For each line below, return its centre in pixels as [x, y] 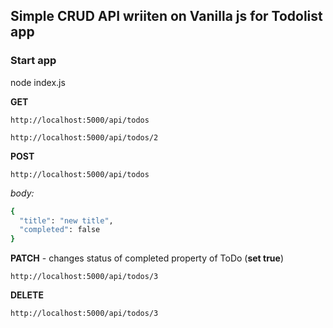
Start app [33, 61]
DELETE [27, 295]
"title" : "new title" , [66, 220]
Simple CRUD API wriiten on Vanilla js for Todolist [166, 16]
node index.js [38, 82]
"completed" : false [60, 230]
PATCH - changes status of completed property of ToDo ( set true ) [147, 258]
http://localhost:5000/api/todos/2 [84, 137]
